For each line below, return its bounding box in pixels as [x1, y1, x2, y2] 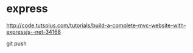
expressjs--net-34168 [6, 28, 61, 35]
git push [6, 40, 27, 47]
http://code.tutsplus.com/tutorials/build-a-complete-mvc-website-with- [6, 22, 187, 29]
